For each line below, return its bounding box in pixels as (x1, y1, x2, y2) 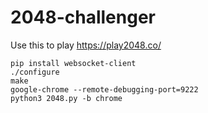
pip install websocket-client (10, 58, 137, 68)
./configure (10, 67, 60, 77)
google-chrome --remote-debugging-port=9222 (10, 84, 199, 95)
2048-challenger (10, 6, 156, 29)
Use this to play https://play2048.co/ (10, 39, 162, 51)
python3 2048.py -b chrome (10, 93, 123, 103)
